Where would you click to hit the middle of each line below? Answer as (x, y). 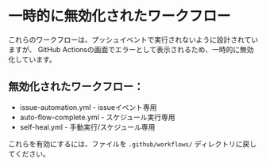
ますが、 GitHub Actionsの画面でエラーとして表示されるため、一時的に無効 (131, 49)
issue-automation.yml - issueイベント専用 (88, 107)
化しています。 (33, 59)
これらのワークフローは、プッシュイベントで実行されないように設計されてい (133, 40)
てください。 (29, 153)
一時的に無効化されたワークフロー (120, 16)
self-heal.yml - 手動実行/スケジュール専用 (87, 126)
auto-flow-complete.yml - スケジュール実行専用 (98, 117)
